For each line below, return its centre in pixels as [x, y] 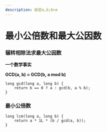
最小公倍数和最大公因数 [53, 36]
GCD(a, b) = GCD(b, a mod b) [35, 75]
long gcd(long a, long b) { [34, 84]
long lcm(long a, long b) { [34, 117]
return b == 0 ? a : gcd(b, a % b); [52, 88]
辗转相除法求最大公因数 [33, 53]
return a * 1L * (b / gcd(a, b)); [50, 121]
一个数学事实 [18, 65]
